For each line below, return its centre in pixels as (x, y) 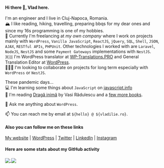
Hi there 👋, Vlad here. (27, 7)
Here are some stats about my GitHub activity (52, 149)
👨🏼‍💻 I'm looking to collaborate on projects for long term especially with (77, 68)
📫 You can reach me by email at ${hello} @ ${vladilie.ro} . (67, 114)
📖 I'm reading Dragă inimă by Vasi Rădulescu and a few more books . (74, 95)
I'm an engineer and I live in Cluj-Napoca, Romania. (57, 18)
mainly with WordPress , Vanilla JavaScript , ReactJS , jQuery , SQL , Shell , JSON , (82, 41)
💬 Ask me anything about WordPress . (42, 104)
